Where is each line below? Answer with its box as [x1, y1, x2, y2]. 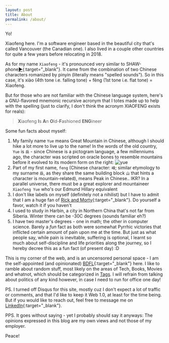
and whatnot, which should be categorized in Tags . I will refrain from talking [5, 271, 163, 277]
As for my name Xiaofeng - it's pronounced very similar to [5, 61, 125, 67]
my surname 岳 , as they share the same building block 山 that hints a [12, 170, 154, 176]
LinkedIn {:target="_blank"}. [5, 303, 62, 309]
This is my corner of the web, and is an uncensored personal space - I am [5, 255, 159, 261]
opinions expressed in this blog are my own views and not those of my [5, 318, 152, 324]
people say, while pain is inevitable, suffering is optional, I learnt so [12, 235, 152, 241]
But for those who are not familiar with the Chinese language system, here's [5, 92, 163, 99]
